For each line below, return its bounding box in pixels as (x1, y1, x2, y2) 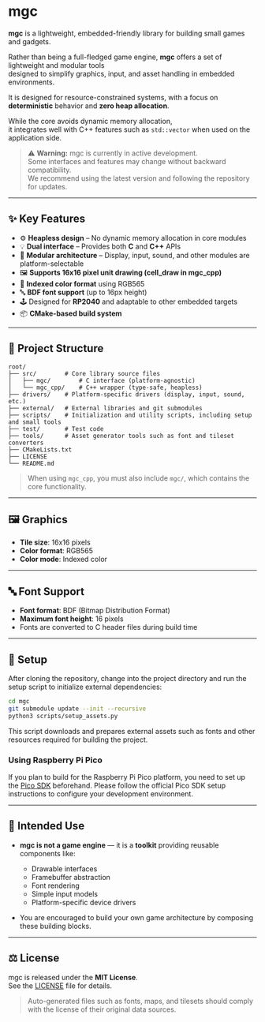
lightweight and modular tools (8, 60, 105, 69)
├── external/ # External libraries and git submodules (8, 404, 203, 412)
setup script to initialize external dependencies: (8, 682, 162, 691)
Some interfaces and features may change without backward (27, 156, 226, 166)
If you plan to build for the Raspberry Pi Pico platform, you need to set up (8, 772, 246, 781)
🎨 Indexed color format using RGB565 (19, 279, 145, 288)
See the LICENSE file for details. (8, 981, 113, 990)
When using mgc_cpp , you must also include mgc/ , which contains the (27, 473, 250, 483)
